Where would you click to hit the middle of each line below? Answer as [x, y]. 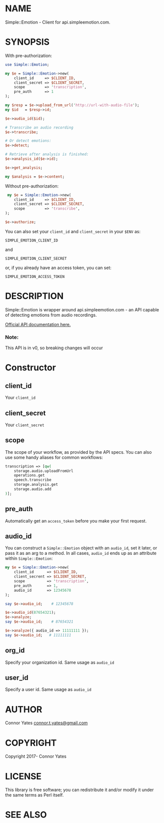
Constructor [31, 368]
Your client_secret [25, 425]
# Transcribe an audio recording [39, 127]
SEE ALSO [26, 815]
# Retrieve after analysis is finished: [47, 154]
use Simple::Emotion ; [27, 64]
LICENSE [23, 776]
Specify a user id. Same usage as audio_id [48, 689]
